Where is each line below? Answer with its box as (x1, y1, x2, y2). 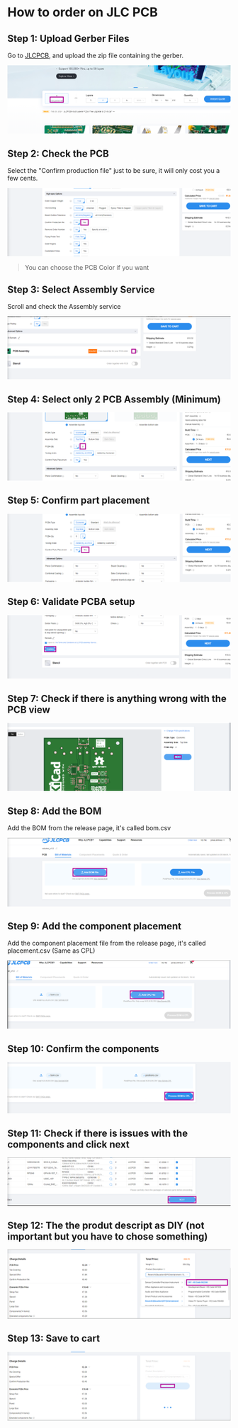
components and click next (7, 1138, 130, 1150)
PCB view (7, 703, 51, 715)
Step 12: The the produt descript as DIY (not (7, 1219, 205, 1231)
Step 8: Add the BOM (7, 805, 102, 817)
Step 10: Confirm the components (7, 1043, 159, 1055)
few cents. (7, 174, 38, 183)
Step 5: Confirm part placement (7, 494, 150, 506)
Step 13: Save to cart (7, 1332, 101, 1344)
